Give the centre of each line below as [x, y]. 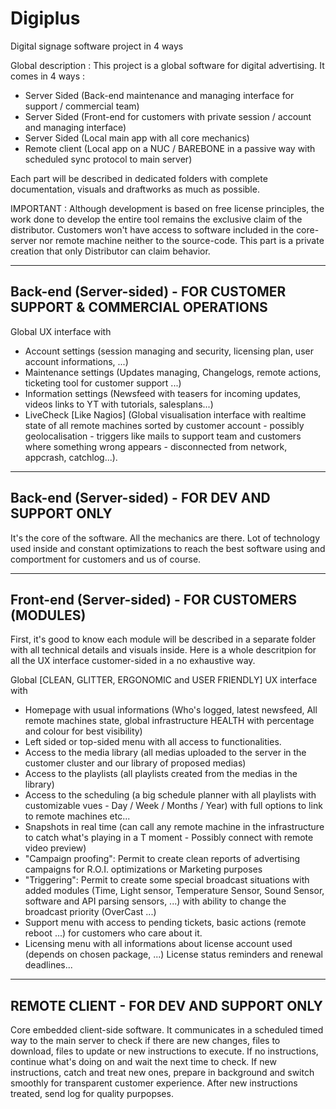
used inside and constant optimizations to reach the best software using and [168, 548]
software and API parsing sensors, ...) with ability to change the [155, 901]
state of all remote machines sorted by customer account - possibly [164, 425]
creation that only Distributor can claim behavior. [110, 251]
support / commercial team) [82, 106]
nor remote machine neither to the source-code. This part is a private [182, 240]
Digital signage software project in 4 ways [97, 46]
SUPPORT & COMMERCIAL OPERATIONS [139, 307]
